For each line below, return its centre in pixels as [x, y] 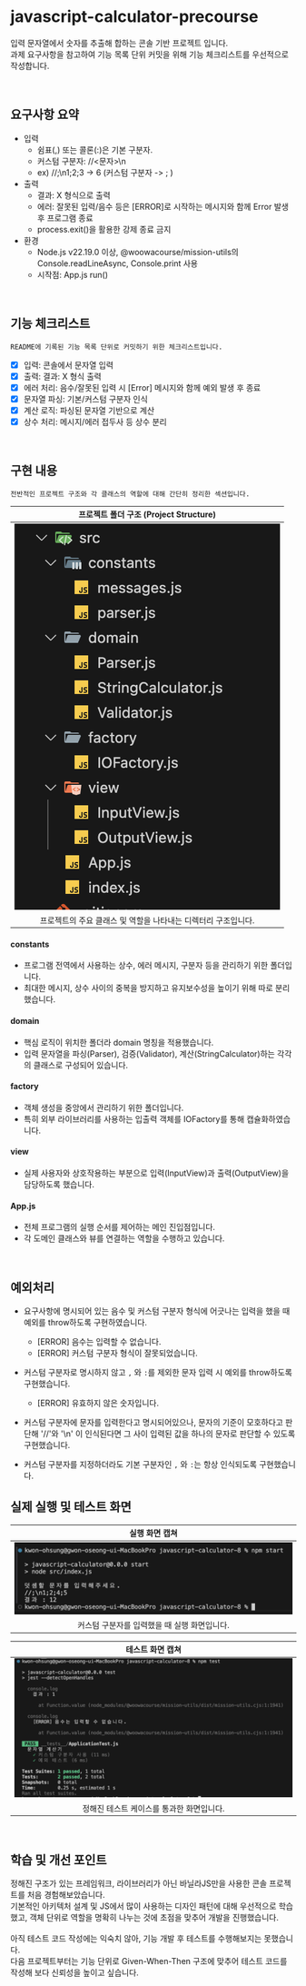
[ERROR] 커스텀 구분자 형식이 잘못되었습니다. [117, 1353]
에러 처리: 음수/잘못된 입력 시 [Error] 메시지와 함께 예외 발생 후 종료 [142, 387]
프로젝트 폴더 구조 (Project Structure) [147, 514]
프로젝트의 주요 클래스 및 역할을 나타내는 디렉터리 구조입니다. [148, 920]
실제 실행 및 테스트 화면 [71, 1507]
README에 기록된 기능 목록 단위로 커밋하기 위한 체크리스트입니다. [117, 347]
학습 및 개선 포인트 [59, 1860]
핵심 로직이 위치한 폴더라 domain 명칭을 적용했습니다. [118, 1042]
